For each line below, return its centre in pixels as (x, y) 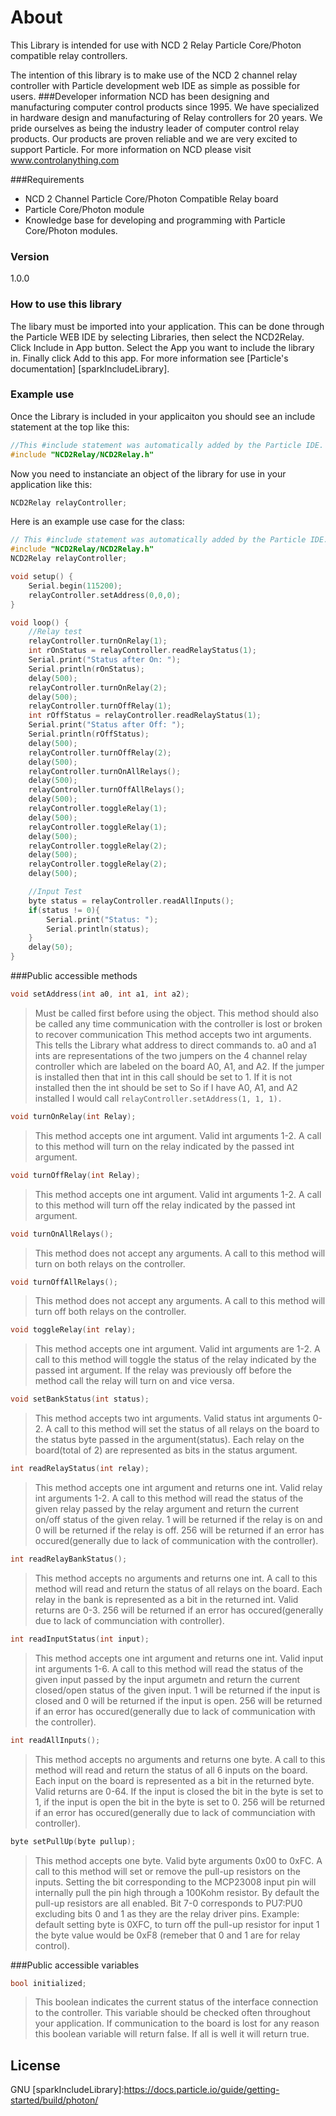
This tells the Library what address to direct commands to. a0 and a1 (175, 1045)
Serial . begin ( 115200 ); (75, 586)
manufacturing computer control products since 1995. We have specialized (165, 107)
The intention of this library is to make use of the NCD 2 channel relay (154, 75)
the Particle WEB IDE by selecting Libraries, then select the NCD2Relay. (157, 337)
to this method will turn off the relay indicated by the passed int (165, 1205)
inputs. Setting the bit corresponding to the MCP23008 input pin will (175, 1882)
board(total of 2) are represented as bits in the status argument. (166, 1450)
